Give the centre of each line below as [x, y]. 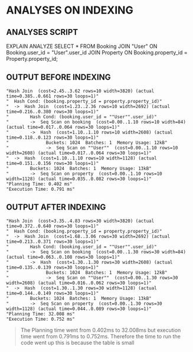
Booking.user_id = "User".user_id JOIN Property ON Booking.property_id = [97, 53]
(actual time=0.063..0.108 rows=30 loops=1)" [63, 257]
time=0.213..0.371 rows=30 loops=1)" [53, 242]
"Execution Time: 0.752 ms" [41, 319]
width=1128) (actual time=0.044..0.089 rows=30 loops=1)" [79, 309]
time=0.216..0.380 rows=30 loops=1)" [53, 112]
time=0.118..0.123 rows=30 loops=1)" [53, 137]
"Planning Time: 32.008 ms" [41, 314]
